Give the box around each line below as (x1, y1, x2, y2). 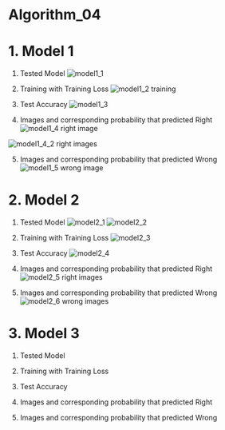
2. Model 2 (8, 191, 80, 209)
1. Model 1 (8, 42, 74, 61)
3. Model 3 (8, 324, 80, 343)
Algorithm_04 (8, 6, 101, 24)
